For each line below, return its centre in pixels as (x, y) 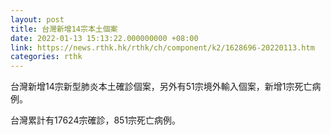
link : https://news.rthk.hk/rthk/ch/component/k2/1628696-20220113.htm (162, 47)
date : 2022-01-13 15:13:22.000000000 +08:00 (104, 38)
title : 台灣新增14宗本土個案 (64, 29)
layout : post (37, 19)
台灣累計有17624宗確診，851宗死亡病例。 (96, 120)
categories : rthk (46, 57)
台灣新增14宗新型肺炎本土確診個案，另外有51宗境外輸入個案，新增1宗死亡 (161, 87)
